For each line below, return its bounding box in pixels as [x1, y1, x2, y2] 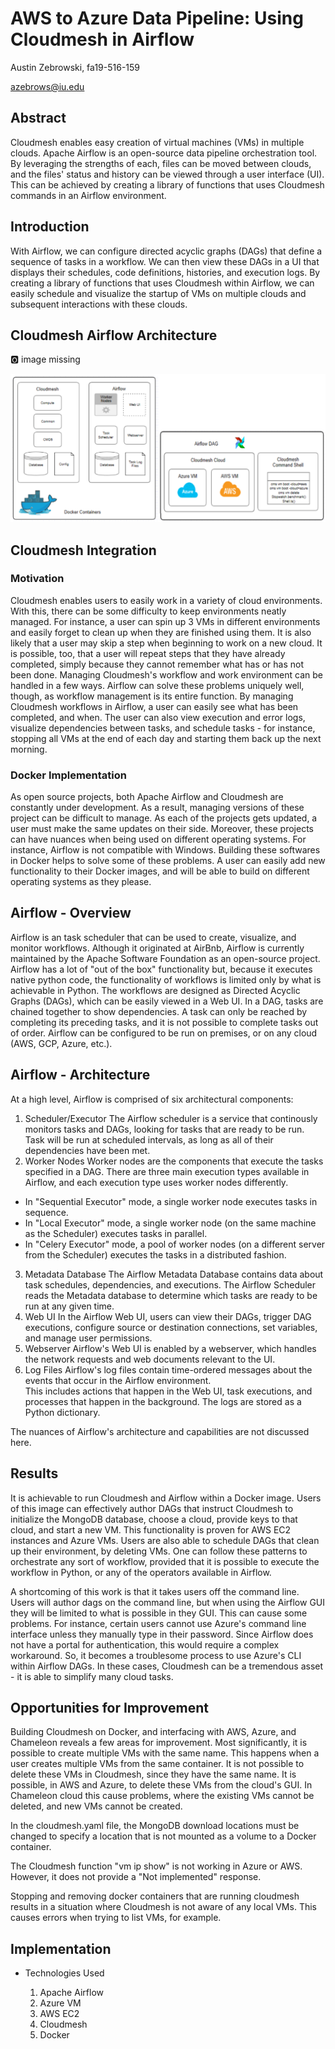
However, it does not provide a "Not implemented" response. [10, 1871, 262, 1883]
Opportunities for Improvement [10, 1699, 209, 1716]
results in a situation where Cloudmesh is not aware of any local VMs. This [10, 1901, 317, 1913]
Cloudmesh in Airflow [10, 28, 195, 51]
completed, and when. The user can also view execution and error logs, [10, 711, 306, 723]
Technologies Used [24, 1967, 105, 1979]
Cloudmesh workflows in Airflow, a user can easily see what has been [10, 700, 299, 712]
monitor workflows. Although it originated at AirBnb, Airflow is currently [10, 942, 305, 954]
